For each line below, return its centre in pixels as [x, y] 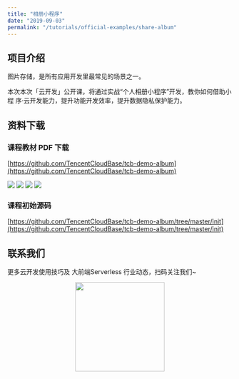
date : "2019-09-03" [36, 21]
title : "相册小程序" [35, 14]
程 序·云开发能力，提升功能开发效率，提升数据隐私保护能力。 [97, 101]
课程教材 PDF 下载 [38, 147]
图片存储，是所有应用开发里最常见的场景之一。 [76, 76]
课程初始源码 [30, 206]
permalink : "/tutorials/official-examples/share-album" [92, 27]
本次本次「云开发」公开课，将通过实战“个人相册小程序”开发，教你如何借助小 [119, 92]
